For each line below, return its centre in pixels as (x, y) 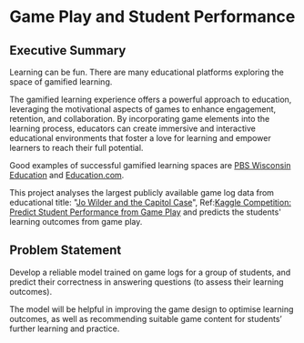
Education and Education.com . (67, 175)
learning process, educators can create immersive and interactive (133, 128)
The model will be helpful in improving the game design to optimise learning (152, 309)
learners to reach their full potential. (76, 148)
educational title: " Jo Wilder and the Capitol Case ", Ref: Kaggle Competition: (150, 202)
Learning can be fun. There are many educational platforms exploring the (147, 72)
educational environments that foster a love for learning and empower (140, 138)
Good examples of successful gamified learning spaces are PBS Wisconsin (150, 165)
